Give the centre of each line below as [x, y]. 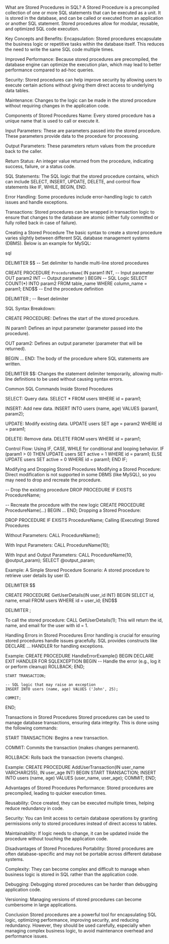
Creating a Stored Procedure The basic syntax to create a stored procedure [84, 233]
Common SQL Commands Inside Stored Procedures [59, 389]
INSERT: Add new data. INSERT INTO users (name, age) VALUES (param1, [82, 408]
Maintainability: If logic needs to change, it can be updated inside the [77, 833]
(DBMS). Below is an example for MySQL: [48, 243]
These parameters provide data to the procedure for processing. [72, 136]
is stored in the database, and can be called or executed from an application [84, 18]
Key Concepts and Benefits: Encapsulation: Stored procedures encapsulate [83, 38]
